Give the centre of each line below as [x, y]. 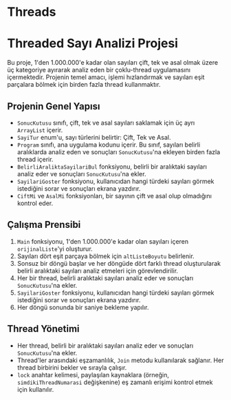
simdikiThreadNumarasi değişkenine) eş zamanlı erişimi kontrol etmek [115, 382]
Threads [32, 12]
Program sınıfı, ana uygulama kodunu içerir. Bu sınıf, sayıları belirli [109, 145]
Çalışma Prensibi [44, 225]
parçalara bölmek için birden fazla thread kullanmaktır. [84, 85]
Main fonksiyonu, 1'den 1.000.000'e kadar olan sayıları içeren [103, 241]
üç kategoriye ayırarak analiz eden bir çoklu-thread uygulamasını [99, 70]
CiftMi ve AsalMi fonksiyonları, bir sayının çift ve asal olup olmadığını [114, 196]
